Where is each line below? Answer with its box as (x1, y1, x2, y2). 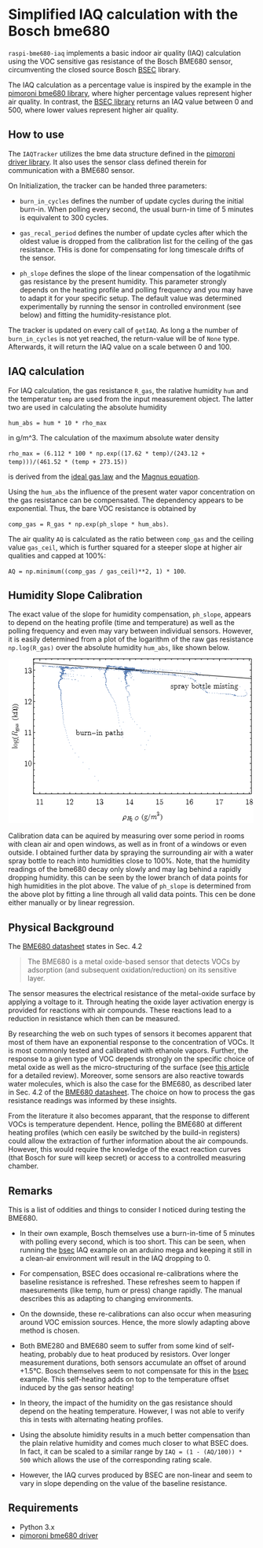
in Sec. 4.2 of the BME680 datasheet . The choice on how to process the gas (8, 1087, 255, 1098)
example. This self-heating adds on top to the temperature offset (19, 1374, 229, 1384)
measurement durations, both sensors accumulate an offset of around (19, 1358, 247, 1367)
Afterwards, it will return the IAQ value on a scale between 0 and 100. (8, 342, 232, 351)
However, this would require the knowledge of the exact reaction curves (8, 1145, 242, 1154)
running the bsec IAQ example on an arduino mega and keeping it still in (19, 1245, 253, 1255)
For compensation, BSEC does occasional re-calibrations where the (19, 1269, 239, 1278)
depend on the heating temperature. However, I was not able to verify (19, 1406, 245, 1416)
